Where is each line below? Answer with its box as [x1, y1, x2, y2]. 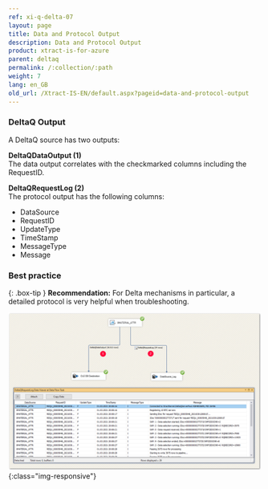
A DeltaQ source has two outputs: [8, 135, 120, 145]
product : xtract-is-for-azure [8, 47, 110, 55]
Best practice [8, 270, 62, 281]
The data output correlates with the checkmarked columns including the [8, 159, 247, 169]
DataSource [19, 207, 60, 217]
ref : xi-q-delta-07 [8, 13, 74, 21]
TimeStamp [19, 233, 59, 242]
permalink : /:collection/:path [8, 64, 113, 72]
